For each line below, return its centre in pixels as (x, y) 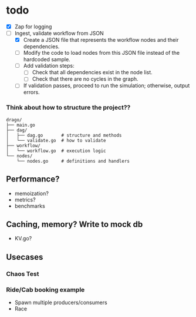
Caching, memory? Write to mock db (75, 224)
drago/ (14, 120)
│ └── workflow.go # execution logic (56, 151)
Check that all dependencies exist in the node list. (92, 72)
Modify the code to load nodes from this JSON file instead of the (102, 53)
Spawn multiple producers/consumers (61, 302)
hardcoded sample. (47, 60)
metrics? (25, 199)
